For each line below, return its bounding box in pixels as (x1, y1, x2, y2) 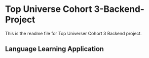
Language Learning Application (5, 45, 104, 53)
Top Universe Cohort (5, 3, 92, 15)
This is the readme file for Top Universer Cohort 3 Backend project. (5, 30, 142, 36)
